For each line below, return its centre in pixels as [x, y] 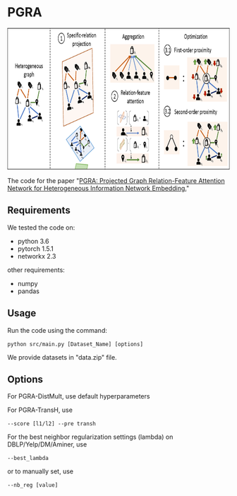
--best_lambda [28, 459]
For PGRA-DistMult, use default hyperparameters [79, 396]
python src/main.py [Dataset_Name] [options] [75, 344]
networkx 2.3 [37, 256]
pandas [29, 291]
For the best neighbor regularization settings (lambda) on [90, 437]
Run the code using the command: [57, 330]
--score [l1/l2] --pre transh [52, 424]
